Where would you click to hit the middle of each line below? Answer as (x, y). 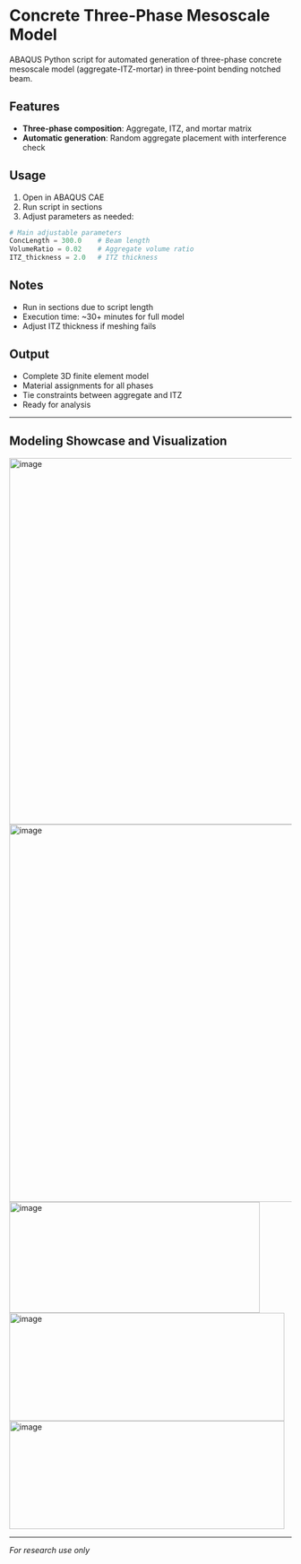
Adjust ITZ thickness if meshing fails (89, 326)
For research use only (50, 1550)
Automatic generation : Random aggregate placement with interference (154, 138)
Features (34, 107)
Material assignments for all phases (88, 385)
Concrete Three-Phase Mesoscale (140, 16)
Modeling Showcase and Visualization (118, 441)
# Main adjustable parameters (66, 233)
